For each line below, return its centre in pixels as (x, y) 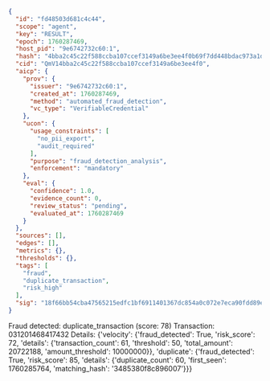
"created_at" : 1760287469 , (75, 94)
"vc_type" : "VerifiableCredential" (89, 109)
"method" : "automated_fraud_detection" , (98, 101)
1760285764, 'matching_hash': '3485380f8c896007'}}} (100, 368)
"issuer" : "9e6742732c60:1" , (78, 86)
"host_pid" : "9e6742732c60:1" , (68, 49)
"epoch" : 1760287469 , (52, 41)
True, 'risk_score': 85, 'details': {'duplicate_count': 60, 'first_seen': (118, 360)
